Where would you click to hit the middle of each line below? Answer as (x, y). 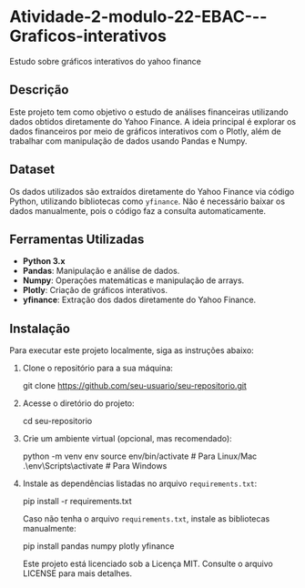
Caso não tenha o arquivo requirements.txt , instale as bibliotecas (146, 519)
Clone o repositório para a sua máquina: (97, 368)
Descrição (39, 90)
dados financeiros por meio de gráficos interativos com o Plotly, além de (145, 131)
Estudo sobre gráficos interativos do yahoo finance (106, 61)
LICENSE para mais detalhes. (77, 573)
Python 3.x (44, 261)
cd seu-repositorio (57, 421)
